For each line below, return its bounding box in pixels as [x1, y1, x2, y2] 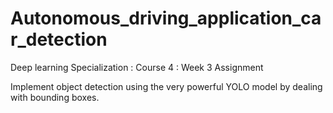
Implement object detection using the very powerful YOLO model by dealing [10, 80, 323, 92]
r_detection [10, 28, 108, 51]
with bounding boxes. [10, 91, 100, 103]
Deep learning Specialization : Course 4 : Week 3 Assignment [10, 61, 264, 73]
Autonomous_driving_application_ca [10, 7, 322, 30]
